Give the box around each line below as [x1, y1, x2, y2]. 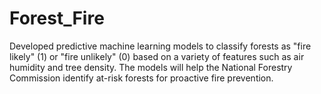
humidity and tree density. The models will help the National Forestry [9, 61, 293, 73]
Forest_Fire [9, 7, 105, 30]
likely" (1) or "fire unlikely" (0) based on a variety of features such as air [9, 50, 305, 62]
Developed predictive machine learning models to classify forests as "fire [9, 40, 312, 52]
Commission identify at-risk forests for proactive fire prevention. [9, 72, 274, 84]
